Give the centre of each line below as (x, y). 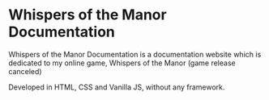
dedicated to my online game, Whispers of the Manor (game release (122, 63)
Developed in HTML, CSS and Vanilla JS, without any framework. (117, 87)
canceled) (25, 71)
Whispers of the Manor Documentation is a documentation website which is (135, 54)
